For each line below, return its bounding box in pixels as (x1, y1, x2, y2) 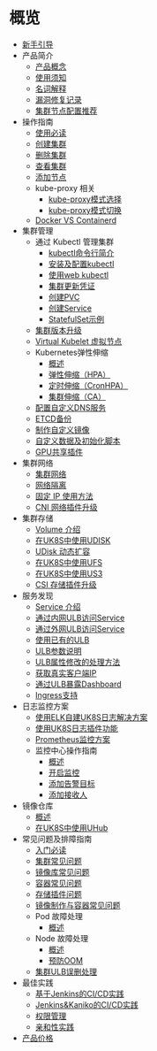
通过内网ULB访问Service (34, 612, 125, 623)
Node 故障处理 (34, 932, 89, 943)
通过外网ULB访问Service (34, 623, 125, 633)
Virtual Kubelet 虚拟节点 (34, 335, 123, 346)
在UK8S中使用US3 (34, 568, 103, 579)
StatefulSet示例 (48, 313, 105, 324)
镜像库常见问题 (34, 866, 90, 877)
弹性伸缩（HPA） (48, 369, 111, 380)
